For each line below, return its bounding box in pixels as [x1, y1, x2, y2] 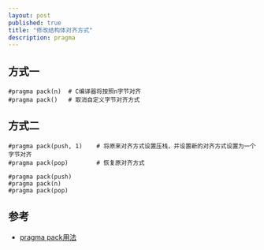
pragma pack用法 [19, 232, 77, 241]
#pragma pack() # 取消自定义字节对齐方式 [8, 96, 140, 104]
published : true [8, 19, 61, 27]
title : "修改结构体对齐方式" [8, 26, 93, 34]
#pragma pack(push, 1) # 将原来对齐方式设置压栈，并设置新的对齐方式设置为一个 [8, 142, 256, 150]
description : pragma [8, 33, 76, 42]
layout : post [8, 11, 51, 20]
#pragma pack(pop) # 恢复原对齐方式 [8, 159, 145, 166]
